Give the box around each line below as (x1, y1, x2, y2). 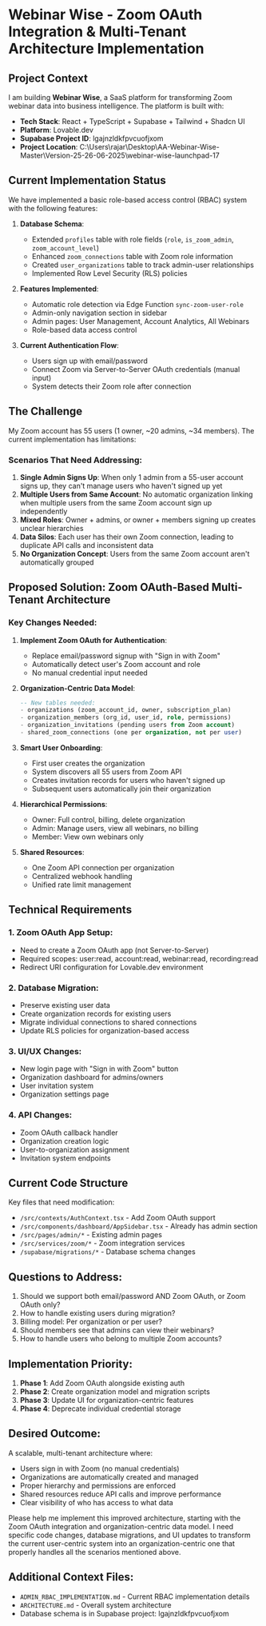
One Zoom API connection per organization (31, 862, 175, 873)
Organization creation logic (19, 1136, 109, 1145)
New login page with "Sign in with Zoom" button (19, 1064, 179, 1073)
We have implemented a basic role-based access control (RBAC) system (8, 194, 248, 205)
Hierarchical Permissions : (19, 799, 108, 809)
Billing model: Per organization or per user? (19, 1317, 162, 1327)
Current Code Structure (8, 1176, 129, 1189)
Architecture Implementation (8, 40, 205, 58)
